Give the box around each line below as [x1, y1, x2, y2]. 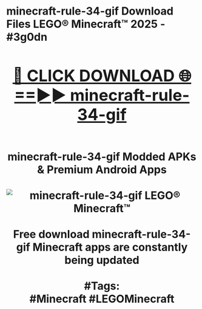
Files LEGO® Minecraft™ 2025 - [6, 17, 166, 31]
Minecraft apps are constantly [32, 240, 188, 254]
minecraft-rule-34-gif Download [6, 4, 174, 18]
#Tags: [84, 279, 120, 293]
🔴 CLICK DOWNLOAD [12, 65, 175, 86]
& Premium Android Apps [37, 162, 167, 176]
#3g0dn [6, 30, 47, 44]
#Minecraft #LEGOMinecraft [29, 292, 175, 305]
